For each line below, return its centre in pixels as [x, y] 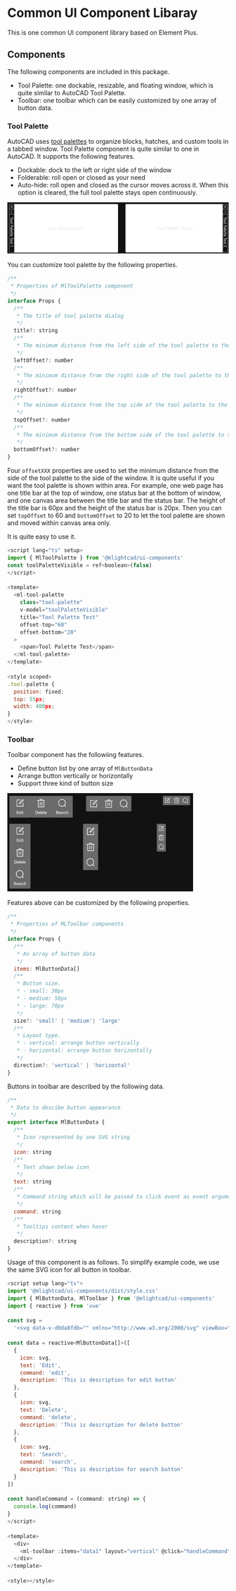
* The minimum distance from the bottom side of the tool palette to [120, 435]
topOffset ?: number [42, 420]
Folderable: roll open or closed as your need [81, 178]
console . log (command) [45, 1506]
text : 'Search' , [44, 1455]
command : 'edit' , [45, 1372]
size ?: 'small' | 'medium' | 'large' [67, 1021]
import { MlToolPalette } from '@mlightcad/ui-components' [96, 558]
